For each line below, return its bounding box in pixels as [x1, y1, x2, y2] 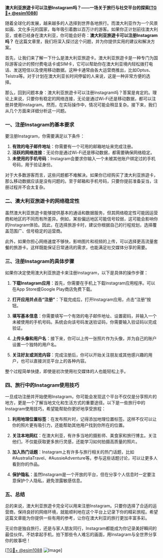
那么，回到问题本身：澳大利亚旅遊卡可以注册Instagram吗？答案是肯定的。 [5, 90, 153, 95]
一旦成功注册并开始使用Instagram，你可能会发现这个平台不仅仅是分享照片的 [5, 394, 157, 400]
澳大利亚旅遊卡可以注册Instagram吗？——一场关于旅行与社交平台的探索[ [5, 5, 151, 10]
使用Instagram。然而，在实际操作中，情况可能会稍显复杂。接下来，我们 [13, 102, 157, 108]
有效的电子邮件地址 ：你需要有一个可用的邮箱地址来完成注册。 [12, 144, 136, 149]
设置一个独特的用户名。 [12, 341, 59, 347]
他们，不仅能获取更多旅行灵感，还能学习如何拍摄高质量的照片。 [12, 439, 140, 445]
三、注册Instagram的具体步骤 [5, 258, 74, 264]
